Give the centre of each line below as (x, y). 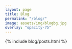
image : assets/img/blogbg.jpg (36, 23)
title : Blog (17, 14)
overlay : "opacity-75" (28, 28)
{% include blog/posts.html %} (36, 41)
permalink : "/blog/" (26, 18)
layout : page (18, 9)
